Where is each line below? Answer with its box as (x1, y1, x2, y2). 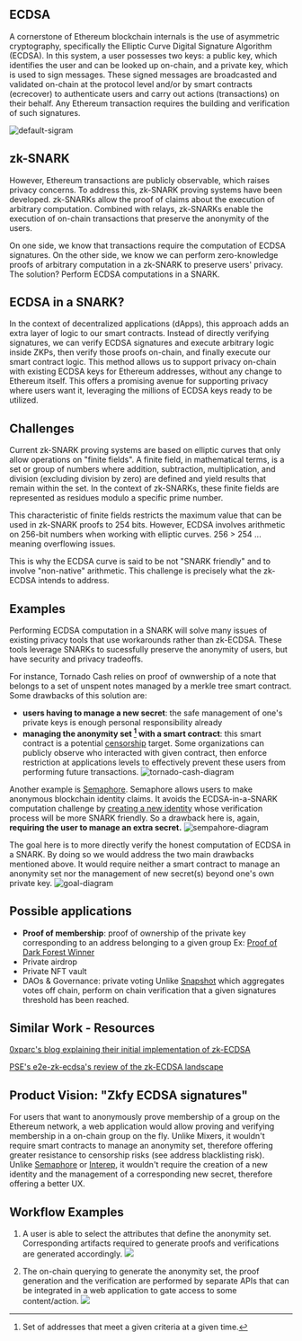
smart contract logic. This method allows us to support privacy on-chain (9, 357, 277, 368)
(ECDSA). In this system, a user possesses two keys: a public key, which (9, 49, 278, 61)
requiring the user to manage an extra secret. (9, 821, 182, 832)
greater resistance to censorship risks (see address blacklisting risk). (9, 1150, 265, 1160)
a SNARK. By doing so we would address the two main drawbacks (9, 848, 254, 859)
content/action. (22, 1295, 79, 1306)
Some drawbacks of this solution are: (9, 690, 147, 701)
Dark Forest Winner (22, 946, 95, 957)
